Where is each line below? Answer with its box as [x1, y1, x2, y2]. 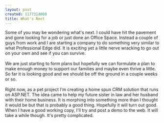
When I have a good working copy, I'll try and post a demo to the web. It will [5, 107, 158, 113]
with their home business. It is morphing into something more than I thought [5, 97, 158, 103]
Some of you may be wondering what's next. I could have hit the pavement [5, 30, 156, 36]
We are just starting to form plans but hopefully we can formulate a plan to [5, 61, 155, 66]
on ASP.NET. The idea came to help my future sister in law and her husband [5, 92, 158, 98]
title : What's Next [5, 16, 45, 21]
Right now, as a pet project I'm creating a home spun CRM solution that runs [5, 86, 159, 93]
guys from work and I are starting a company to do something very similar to [5, 40, 160, 46]
